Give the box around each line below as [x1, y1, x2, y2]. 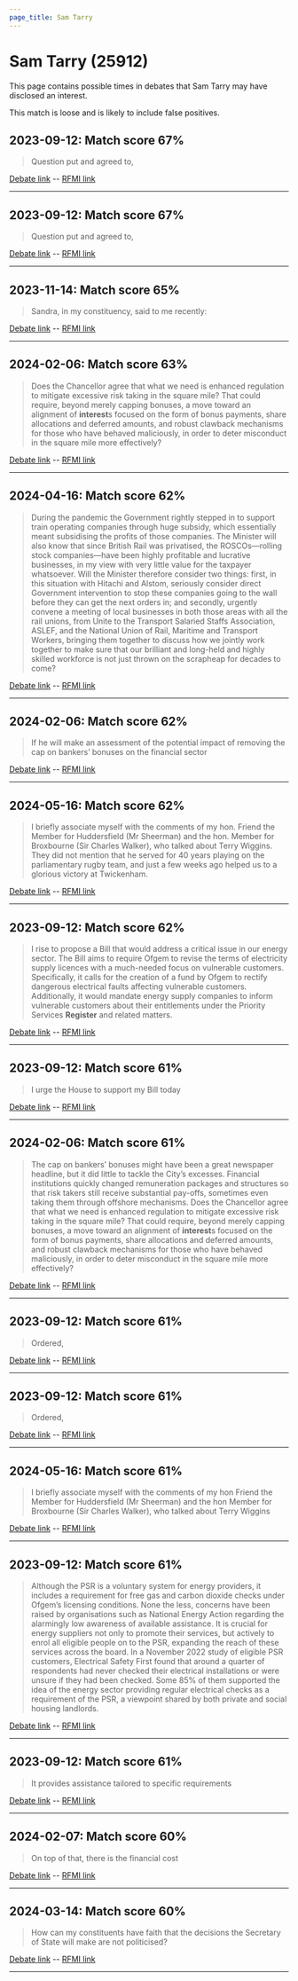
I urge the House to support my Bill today [30, 1084, 182, 1095]
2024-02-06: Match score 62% [9, 714, 188, 729]
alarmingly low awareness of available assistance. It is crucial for [30, 1618, 269, 1629]
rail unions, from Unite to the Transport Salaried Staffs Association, [30, 616, 276, 626]
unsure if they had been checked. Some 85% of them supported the [30, 1674, 281, 1686]
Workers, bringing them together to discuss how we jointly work [30, 634, 265, 645]
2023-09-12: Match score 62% [9, 920, 185, 935]
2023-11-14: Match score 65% [9, 282, 180, 297]
